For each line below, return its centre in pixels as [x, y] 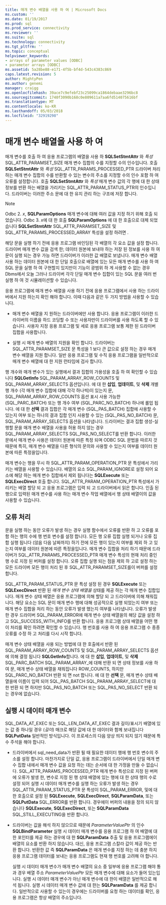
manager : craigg [22, 88]
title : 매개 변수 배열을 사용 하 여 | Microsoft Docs [56, 10]
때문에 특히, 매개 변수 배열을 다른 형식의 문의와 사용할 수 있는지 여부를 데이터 [79, 446]
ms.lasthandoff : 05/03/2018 [34, 111]
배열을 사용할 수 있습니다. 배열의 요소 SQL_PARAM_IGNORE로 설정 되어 [83, 469]
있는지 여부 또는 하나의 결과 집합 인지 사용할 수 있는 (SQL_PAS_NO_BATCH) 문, [82, 415]
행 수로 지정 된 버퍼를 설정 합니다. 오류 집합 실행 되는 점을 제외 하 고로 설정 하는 [81, 561]
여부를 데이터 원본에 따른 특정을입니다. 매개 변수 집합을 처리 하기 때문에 [83, 549]
